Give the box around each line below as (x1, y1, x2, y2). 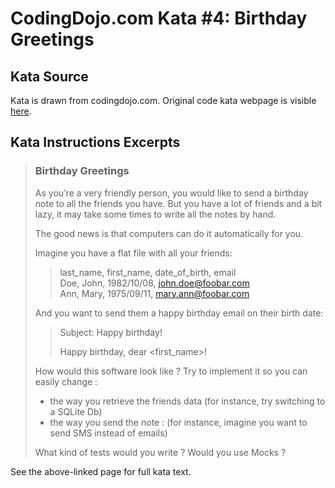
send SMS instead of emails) (49, 427, 168, 439)
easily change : (34, 375, 98, 387)
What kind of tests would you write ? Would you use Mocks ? (34, 446, 287, 458)
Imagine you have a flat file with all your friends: (34, 247, 233, 259)
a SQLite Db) (49, 405, 103, 417)
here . (10, 105, 32, 117)
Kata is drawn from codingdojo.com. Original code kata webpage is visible (10, 95, 317, 106)
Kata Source (10, 68, 89, 85)
